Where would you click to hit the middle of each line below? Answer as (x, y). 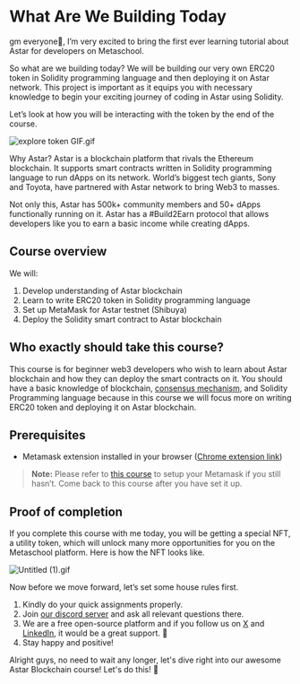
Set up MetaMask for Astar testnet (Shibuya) (105, 309)
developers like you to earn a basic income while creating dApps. (130, 223)
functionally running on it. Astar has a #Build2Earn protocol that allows (139, 213)
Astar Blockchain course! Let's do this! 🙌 (84, 670)
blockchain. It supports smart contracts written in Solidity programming (141, 168)
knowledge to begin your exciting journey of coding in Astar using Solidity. (146, 97)
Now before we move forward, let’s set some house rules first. (124, 587)
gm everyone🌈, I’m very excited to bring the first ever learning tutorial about (149, 41)
